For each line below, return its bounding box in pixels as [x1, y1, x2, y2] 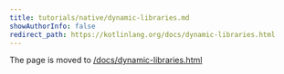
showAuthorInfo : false [9, 22, 96, 31]
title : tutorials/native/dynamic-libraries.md [9, 13, 190, 23]
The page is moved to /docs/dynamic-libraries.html [9, 55, 203, 66]
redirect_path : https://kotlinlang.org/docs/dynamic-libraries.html [9, 30, 276, 39]
